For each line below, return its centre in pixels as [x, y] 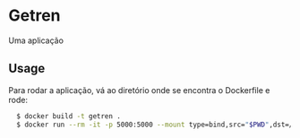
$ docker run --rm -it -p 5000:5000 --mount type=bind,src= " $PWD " [143, 125]
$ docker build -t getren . [69, 116]
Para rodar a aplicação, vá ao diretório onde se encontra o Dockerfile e [139, 90]
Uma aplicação [36, 40]
